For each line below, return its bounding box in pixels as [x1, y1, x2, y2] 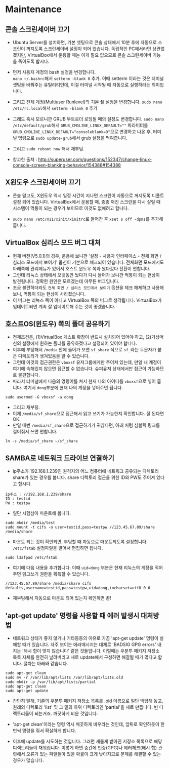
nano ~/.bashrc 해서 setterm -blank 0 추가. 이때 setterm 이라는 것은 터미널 [12, 75, 164, 82]
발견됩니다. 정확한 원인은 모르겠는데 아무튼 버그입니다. [12, 278, 120, 284]
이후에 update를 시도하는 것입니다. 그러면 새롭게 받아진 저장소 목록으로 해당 [12, 738, 162, 745]
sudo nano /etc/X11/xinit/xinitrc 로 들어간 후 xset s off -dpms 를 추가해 [12, 216, 163, 222]
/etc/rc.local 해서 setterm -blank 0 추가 [12, 105, 98, 111]
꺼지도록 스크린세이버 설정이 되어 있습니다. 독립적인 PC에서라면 [26, 46, 151, 52]
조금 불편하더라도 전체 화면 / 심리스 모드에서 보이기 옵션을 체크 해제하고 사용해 [12, 285, 164, 291]
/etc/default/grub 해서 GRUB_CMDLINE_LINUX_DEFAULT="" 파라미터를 [12, 123, 148, 128]
